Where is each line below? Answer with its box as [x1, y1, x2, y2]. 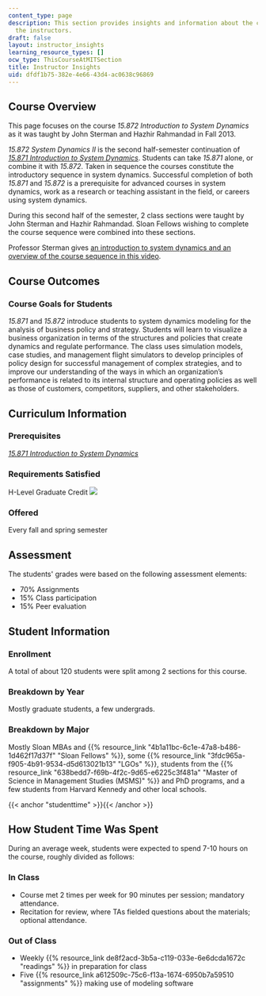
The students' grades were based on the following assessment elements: [8, 569, 247, 579]
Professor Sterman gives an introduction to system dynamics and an [8, 243, 231, 252]
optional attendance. [19, 915, 87, 925]
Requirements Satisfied [8, 468, 101, 479]
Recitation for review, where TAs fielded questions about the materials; [19, 906, 251, 917]
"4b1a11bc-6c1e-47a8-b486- [147, 742, 241, 752]
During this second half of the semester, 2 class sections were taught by [8, 211, 245, 221]
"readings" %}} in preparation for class [19, 961, 147, 971]
